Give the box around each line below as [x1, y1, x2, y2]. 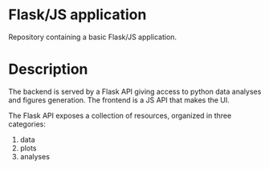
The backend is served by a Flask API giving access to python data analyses [8, 87, 262, 96]
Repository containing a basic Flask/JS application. [8, 32, 177, 42]
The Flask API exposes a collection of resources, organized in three [8, 111, 232, 120]
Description [8, 60, 88, 78]
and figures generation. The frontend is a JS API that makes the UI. [8, 95, 230, 105]
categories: [8, 119, 46, 129]
